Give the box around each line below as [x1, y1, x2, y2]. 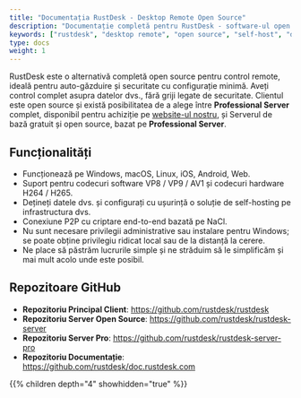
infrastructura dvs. [21, 206, 91, 217]
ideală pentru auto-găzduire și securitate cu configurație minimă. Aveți [9, 81, 269, 91]
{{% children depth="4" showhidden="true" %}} [9, 378, 188, 389]
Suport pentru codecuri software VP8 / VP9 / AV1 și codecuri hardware [21, 177, 285, 188]
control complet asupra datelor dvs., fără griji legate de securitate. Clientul [9, 91, 284, 101]
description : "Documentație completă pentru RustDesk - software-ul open [9, 22, 291, 30]
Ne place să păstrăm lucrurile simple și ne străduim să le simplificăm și [21, 244, 284, 255]
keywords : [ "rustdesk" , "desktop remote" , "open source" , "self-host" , [9, 30, 282, 39]
